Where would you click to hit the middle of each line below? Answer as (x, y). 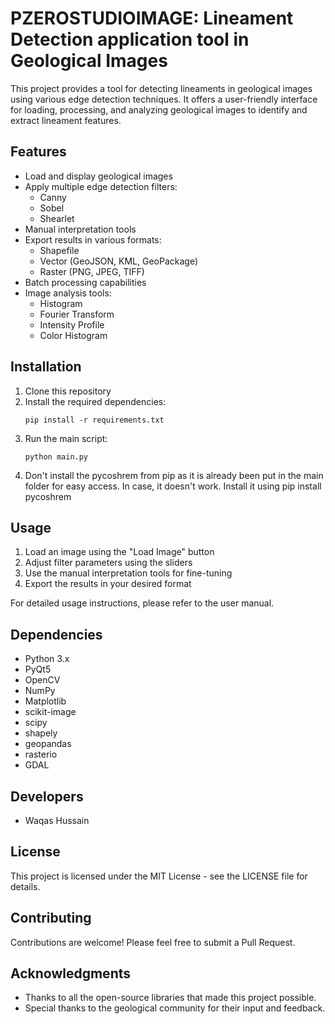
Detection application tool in (130, 39)
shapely (41, 733)
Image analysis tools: (68, 293)
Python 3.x (47, 659)
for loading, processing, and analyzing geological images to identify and (159, 109)
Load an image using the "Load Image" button (119, 552)
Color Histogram (73, 335)
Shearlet (57, 218)
